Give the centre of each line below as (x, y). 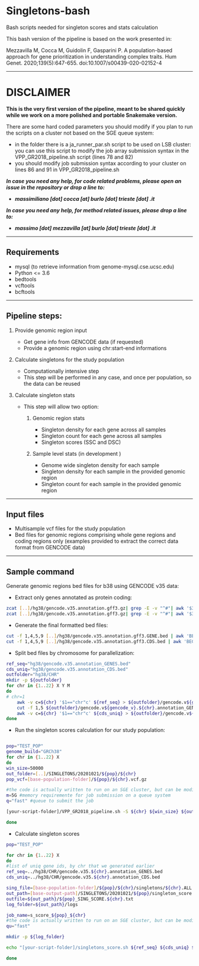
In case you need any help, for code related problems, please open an (94, 181)
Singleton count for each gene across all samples (101, 436)
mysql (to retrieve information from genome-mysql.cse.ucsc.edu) (94, 266)
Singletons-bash (48, 11)
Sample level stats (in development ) (77, 453)
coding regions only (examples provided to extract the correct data (97, 541)
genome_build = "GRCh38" (34, 752)
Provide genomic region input (51, 330)
